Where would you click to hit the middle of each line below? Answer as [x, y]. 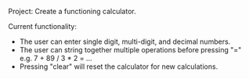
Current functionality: [42, 26]
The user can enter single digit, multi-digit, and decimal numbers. [125, 41]
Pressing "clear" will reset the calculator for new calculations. [119, 66]
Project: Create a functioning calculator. [72, 11]
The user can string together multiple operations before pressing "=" [130, 50]
